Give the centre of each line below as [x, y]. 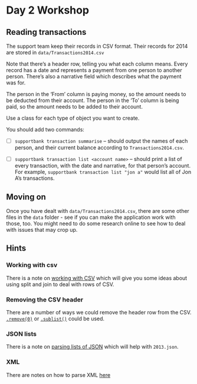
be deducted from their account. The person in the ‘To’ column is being [93, 100]
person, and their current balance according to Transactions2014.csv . [99, 147]
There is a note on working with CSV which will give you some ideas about [97, 278]
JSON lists [22, 334]
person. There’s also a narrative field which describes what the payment [94, 76]
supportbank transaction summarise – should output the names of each [101, 141]
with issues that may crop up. [42, 229]
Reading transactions [46, 32]
